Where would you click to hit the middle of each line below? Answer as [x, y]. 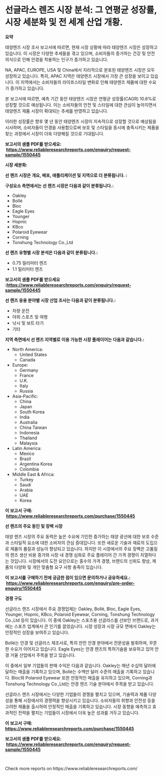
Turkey [26, 479]
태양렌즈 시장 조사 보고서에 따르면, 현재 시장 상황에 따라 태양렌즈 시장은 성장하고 [82, 47]
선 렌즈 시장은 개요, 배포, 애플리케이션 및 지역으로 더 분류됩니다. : [66, 175]
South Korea [32, 412]
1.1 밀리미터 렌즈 [27, 269]
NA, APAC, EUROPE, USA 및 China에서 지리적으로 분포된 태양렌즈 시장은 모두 [80, 70]
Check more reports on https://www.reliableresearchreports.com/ [71, 768]
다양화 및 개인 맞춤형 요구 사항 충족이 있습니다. [58, 567]
